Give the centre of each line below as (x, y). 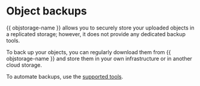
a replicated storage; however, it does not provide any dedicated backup (96, 34)
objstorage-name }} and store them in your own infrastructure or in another (99, 58)
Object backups (47, 11)
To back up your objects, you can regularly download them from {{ (89, 52)
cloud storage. (24, 65)
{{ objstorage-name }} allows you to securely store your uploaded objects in (100, 28)
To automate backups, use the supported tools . (65, 76)
